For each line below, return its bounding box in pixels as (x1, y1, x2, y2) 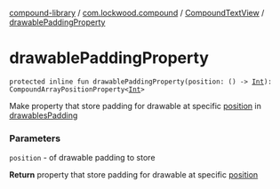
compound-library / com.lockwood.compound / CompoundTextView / (9, 8, 265, 18)
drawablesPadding (9, 110, 78, 121)
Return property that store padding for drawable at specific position (9, 169, 259, 180)
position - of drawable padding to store (9, 153, 156, 163)
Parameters (9, 132, 60, 145)
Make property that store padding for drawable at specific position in (9, 100, 262, 111)
